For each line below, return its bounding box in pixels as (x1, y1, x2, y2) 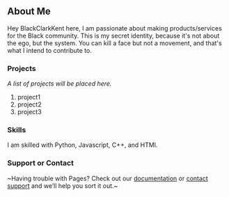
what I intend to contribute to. (7, 46, 92, 54)
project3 (17, 108, 42, 116)
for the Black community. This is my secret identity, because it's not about (7, 31, 220, 40)
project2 (17, 100, 42, 109)
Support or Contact (7, 158, 74, 168)
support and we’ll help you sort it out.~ (7, 181, 118, 190)
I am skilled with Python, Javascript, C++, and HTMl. (7, 141, 158, 149)
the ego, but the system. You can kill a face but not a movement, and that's (7, 38, 222, 47)
